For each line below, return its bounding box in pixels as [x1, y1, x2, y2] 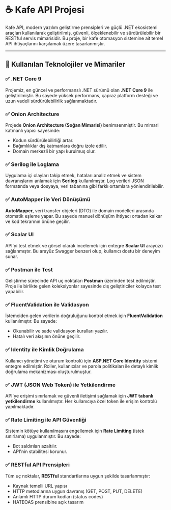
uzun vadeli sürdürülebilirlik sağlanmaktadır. [5, 98, 98, 104]
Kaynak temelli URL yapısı [12, 483, 67, 489]
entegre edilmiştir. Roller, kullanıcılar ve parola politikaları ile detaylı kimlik [5, 363, 159, 369]
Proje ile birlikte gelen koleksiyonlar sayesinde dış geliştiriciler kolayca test [5, 283, 161, 289]
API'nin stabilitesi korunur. [12, 448, 68, 455]
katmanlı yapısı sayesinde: [5, 127, 61, 133]
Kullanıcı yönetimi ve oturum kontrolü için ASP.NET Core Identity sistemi [5, 357, 158, 364]
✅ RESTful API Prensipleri [5, 461, 70, 468]
